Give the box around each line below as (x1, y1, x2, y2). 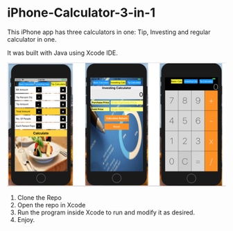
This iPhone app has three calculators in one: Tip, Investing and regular (7, 28, 211, 36)
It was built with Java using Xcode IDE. (7, 49, 118, 57)
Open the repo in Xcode (17, 201, 86, 209)
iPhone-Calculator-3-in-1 (7, 5, 156, 21)
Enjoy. (17, 216, 35, 224)
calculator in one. (7, 35, 57, 43)
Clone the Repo (17, 194, 62, 202)
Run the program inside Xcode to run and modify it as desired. (17, 208, 196, 216)
